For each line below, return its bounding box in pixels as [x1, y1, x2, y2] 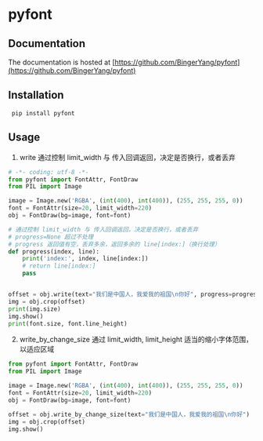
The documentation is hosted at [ [8, 57, 115, 67]
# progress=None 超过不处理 [8, 233, 94, 241]
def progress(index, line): [8, 247, 100, 256]
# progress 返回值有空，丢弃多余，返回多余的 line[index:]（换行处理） [8, 240, 221, 248]
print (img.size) [8, 304, 61, 313]
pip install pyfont [11, 109, 76, 117]
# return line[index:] [22, 262, 96, 270]
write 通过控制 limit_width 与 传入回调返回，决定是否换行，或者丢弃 [19, 152, 236, 162]
